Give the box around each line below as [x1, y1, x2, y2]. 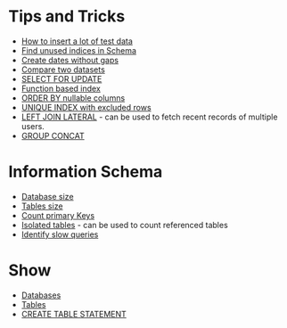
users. [20, 120, 45, 131]
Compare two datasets [20, 64, 106, 75]
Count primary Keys [20, 209, 95, 220]
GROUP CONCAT [20, 130, 86, 141]
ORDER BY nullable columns [20, 92, 126, 103]
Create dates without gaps [20, 54, 119, 65]
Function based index [20, 83, 102, 94]
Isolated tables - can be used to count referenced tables [20, 219, 228, 230]
